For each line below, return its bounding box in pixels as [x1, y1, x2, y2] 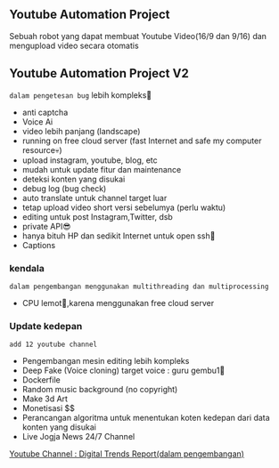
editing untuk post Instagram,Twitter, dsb [21, 211, 174, 222]
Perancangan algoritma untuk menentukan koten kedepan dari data [21, 413, 270, 424]
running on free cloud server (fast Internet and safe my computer [21, 135, 262, 146]
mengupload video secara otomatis [9, 40, 140, 51]
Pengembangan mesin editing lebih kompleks [21, 356, 190, 367]
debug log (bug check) [21, 182, 107, 194]
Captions [21, 239, 56, 250]
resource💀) [21, 144, 62, 155]
